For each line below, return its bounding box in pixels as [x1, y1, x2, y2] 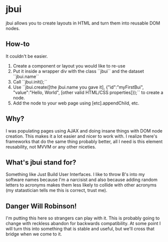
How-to [5, 40, 30, 48]
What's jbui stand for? [5, 158, 76, 166]
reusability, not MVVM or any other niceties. [5, 143, 96, 149]
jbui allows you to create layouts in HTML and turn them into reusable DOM [5, 20, 160, 26]
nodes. [5, 25, 20, 31]
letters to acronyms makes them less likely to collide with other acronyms [5, 182, 157, 188]
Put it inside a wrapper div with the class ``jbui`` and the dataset [12, 68, 144, 74]
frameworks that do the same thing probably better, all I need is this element [5, 138, 163, 144]
